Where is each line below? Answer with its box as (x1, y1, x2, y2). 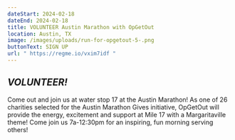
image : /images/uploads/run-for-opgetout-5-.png (7, 37, 155, 44)
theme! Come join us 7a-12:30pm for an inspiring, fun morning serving (7, 118, 214, 126)
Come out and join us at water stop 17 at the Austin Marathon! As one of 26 (7, 95, 228, 104)
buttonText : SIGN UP (7, 43, 69, 50)
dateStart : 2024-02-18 (7, 10, 75, 18)
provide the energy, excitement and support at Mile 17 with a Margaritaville (7, 110, 226, 119)
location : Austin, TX (7, 30, 72, 38)
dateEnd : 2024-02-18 (7, 17, 69, 24)
